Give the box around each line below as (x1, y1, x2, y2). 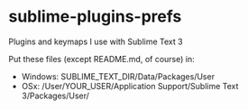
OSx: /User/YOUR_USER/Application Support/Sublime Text (21, 80, 239, 91)
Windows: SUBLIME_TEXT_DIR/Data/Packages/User (21, 70, 216, 82)
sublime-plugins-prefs (8, 6, 182, 27)
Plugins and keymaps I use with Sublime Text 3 (8, 36, 183, 47)
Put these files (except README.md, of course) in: (8, 53, 195, 64)
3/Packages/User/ (21, 90, 89, 101)
